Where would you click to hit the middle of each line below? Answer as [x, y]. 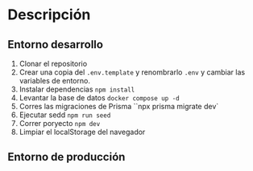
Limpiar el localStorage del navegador [82, 132]
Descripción [49, 15]
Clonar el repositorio [53, 63]
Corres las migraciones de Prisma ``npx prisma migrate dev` [119, 106]
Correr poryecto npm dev [60, 123]
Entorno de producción [66, 157]
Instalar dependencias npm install [77, 89]
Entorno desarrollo [56, 45]
